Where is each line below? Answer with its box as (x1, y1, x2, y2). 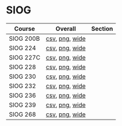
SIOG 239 (9, 100, 37, 108)
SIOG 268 (9, 110, 37, 118)
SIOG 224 (9, 44, 37, 52)
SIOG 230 (9, 72, 37, 80)
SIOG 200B (9, 34, 40, 43)
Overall (55, 24, 77, 33)
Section (91, 24, 113, 33)
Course (14, 24, 35, 33)
